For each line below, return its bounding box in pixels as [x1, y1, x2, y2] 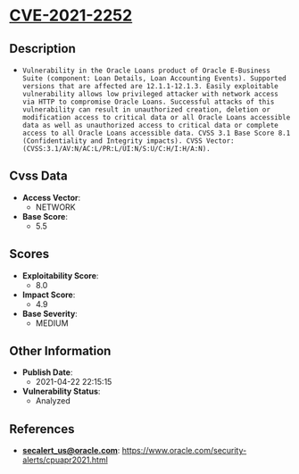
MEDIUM [35, 318, 69, 328]
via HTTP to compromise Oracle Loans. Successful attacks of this [21, 97, 275, 106]
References [9, 421, 75, 437]
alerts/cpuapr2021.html [21, 454, 109, 465]
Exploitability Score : [21, 270, 99, 281]
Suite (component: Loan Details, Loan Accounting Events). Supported [21, 74, 287, 83]
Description [9, 41, 76, 56]
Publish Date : [21, 367, 73, 378]
